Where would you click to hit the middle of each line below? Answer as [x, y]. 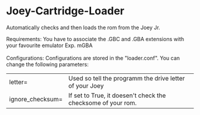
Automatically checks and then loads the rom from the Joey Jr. [83, 27]
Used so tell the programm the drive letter [126, 78]
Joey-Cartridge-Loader [65, 11]
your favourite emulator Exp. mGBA [49, 45]
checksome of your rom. [102, 102]
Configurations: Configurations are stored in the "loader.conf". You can [93, 58]
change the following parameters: [48, 64]
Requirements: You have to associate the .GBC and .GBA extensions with [95, 39]
